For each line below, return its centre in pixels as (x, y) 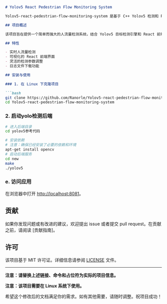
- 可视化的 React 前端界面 (30, 57)
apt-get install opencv (30, 150)
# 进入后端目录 (19, 127)
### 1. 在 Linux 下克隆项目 (32, 84)
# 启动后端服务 (19, 154)
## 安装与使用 (18, 75)
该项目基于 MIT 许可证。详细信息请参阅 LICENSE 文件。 (62, 260)
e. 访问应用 (18, 182)
